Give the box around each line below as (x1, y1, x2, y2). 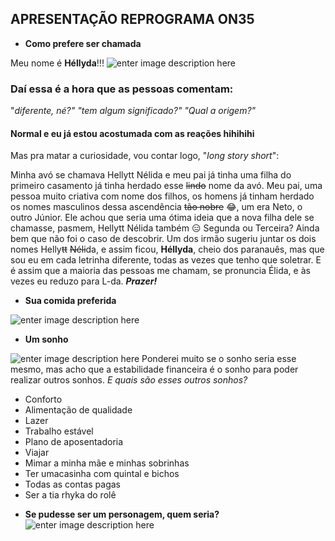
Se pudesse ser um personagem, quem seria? (24, 508, 220, 521)
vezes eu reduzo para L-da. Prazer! (10, 275, 158, 287)
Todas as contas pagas (24, 478, 121, 491)
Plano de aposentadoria (24, 436, 124, 448)
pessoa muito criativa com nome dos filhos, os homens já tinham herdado (10, 190, 315, 202)
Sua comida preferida (24, 295, 117, 307)
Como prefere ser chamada (24, 37, 142, 49)
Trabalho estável (24, 425, 94, 437)
